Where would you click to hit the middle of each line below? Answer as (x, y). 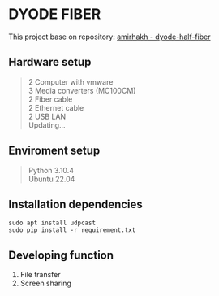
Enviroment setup (54, 151)
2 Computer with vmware (71, 81)
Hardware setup (50, 62)
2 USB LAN (47, 116)
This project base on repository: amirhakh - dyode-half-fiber (109, 37)
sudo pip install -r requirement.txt (72, 230)
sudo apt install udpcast (52, 223)
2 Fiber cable (50, 99)
